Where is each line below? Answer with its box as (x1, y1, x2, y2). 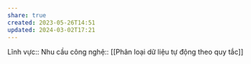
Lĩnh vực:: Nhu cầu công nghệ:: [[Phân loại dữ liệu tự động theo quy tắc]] (7, 48, 244, 57)
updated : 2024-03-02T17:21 (7, 26, 96, 34)
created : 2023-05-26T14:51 (7, 19, 96, 27)
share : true (7, 11, 46, 20)
